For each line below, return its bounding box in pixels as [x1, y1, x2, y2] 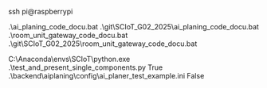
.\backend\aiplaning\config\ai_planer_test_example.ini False [8, 71, 205, 80]
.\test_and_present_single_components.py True [8, 63, 163, 72]
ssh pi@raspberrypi [8, 7, 73, 16]
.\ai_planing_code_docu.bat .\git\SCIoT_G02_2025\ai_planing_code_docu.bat [8, 22, 259, 31]
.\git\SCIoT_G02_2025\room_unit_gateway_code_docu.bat [8, 39, 198, 48]
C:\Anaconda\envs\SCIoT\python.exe [8, 55, 131, 63]
